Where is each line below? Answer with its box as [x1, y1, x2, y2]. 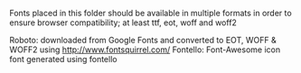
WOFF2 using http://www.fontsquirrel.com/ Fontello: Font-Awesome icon [9, 44, 281, 55]
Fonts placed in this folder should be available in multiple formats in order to [9, 8, 292, 18]
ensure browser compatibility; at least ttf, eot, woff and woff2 [9, 17, 238, 28]
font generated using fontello [9, 54, 118, 64]
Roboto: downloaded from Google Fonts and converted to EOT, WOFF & [9, 35, 277, 45]
